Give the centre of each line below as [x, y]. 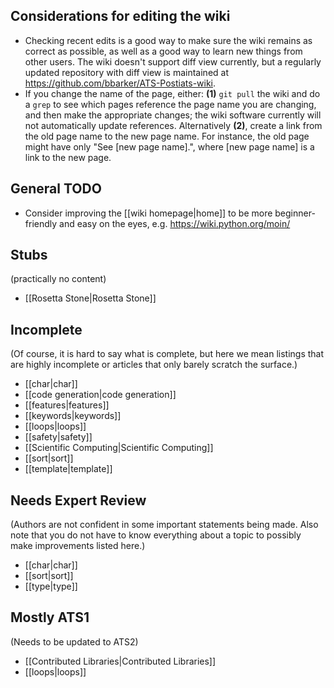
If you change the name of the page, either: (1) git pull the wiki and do [172, 93]
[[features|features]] [67, 405]
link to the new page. [68, 157]
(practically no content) [58, 279]
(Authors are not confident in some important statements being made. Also [164, 525]
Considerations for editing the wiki [120, 16]
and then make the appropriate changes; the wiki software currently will [173, 115]
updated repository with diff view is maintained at [126, 72]
